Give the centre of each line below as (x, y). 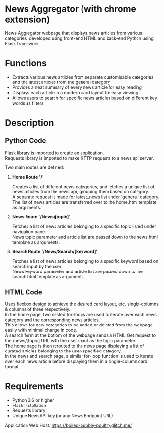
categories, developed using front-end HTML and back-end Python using (79, 38)
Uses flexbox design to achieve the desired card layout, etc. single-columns (82, 304)
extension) (27, 19)
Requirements (34, 386)
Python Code (26, 141)
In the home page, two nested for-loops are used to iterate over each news (81, 314)
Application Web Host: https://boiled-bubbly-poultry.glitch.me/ (68, 425)
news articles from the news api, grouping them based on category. (81, 191)
